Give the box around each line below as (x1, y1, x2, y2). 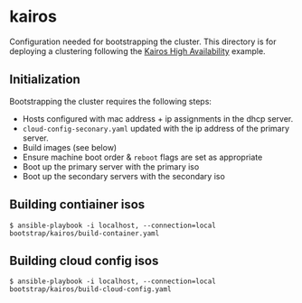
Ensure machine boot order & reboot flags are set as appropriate (22, 151, 263, 162)
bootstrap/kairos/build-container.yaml (9, 228, 160, 238)
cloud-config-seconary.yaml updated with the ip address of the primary (22, 123, 290, 133)
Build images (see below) (22, 142, 118, 152)
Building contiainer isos (9, 197, 146, 213)
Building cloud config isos (9, 252, 159, 268)
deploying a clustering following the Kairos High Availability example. (9, 45, 266, 56)
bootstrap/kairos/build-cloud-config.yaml (9, 285, 172, 294)
